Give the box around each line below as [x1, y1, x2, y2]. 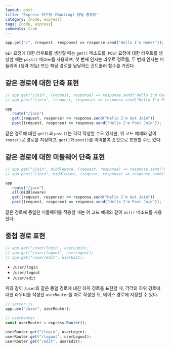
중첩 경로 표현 [5, 231, 46, 241]
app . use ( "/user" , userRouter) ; [5, 306, 71, 312]
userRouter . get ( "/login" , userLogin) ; [5, 329, 87, 334]
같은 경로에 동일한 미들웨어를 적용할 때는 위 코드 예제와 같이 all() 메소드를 [5, 209, 153, 215]
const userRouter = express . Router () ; [5, 320, 87, 326]
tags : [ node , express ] [5, 21, 53, 27]
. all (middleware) [10, 190, 47, 195]
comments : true [5, 26, 37, 31]
